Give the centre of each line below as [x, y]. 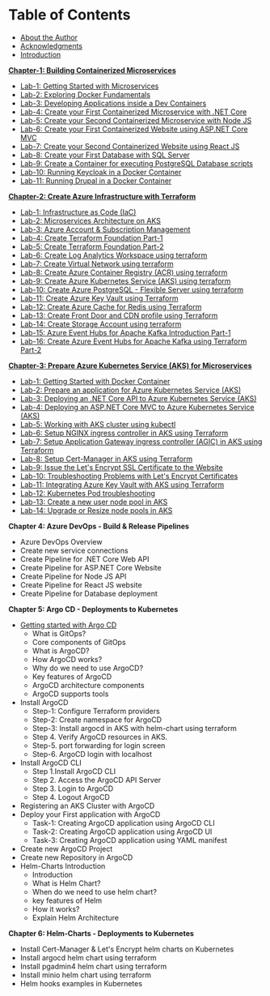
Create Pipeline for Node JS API [73, 576]
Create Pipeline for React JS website [81, 584]
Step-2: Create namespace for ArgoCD [97, 720]
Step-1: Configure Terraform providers [96, 711]
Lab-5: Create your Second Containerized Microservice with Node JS [136, 120]
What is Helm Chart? [66, 883]
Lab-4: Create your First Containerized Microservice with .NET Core [133, 112]
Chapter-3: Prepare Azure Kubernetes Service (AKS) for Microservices [130, 365]
